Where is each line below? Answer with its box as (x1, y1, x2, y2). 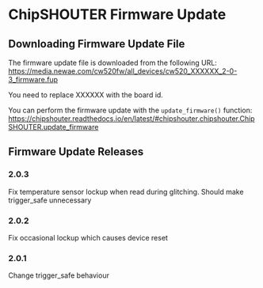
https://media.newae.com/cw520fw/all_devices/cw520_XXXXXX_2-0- (8, 66, 238, 76)
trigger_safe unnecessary (8, 195, 92, 205)
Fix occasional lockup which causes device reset (8, 233, 169, 242)
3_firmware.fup (8, 75, 58, 84)
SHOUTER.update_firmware (8, 123, 99, 131)
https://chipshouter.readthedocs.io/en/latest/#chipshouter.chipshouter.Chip (8, 114, 255, 123)
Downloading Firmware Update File (8, 37, 185, 51)
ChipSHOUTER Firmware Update (8, 6, 227, 24)
